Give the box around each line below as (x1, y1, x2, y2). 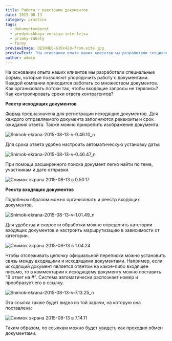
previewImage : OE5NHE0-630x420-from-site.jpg (5, 46, 104, 51)
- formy (10, 41, 27, 46)
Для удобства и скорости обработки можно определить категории (5, 222, 153, 228)
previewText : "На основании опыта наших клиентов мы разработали (5, 50, 147, 55)
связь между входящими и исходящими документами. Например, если (5, 258, 163, 264)
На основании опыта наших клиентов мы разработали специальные (5, 69, 155, 75)
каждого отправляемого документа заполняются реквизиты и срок (5, 116, 154, 122)
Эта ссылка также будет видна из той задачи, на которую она (5, 300, 141, 306)
